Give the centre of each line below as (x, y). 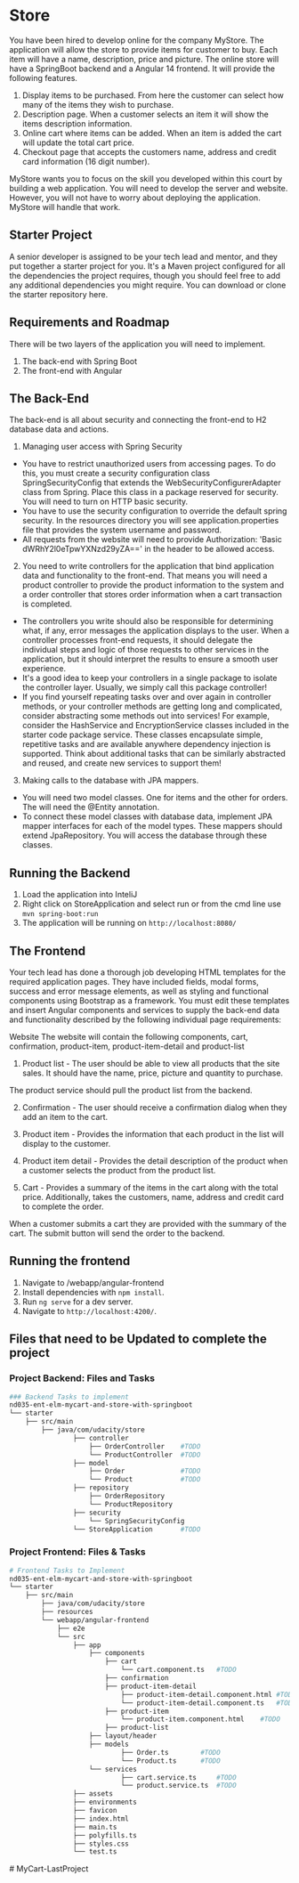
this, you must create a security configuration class (116, 474)
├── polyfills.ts (105, 1835)
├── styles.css (101, 1844)
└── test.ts (95, 1852)
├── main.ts (95, 1827)
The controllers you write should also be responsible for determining (148, 621)
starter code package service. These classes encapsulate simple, (142, 735)
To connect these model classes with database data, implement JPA (147, 816)
